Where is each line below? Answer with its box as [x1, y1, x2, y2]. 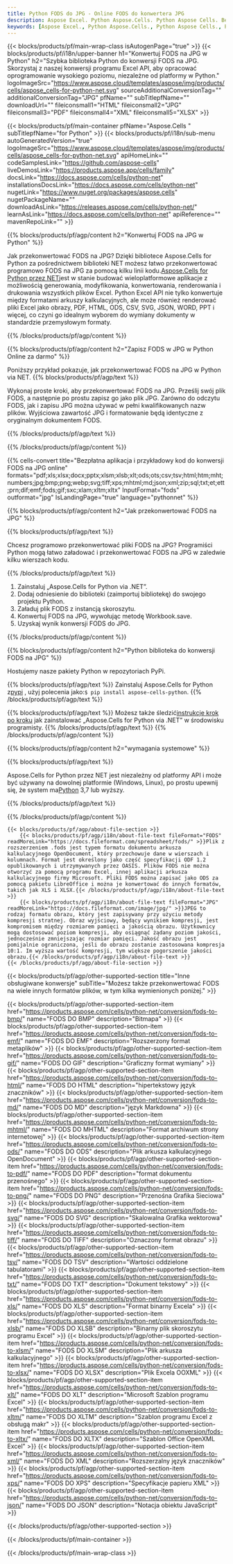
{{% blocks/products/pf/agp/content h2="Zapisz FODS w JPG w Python [7, 345, 214, 354]
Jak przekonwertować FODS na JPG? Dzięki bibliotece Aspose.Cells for [7, 252, 212, 260]
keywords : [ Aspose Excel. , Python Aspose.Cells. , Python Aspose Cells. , [7, 23, 222, 30]
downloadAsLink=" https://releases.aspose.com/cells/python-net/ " [7, 203, 198, 212]
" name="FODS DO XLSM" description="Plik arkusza [31, 1346, 182, 1355]
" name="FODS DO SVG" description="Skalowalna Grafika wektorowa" [19, 1214, 223, 1222]
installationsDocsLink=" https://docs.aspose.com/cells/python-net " [7, 181, 198, 189]
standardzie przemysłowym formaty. [7, 318, 112, 327]
